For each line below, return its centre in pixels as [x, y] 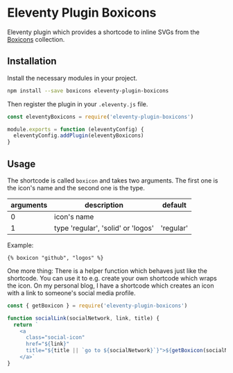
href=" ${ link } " [48, 344]
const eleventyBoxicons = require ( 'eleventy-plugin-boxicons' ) [101, 117]
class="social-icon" [55, 338]
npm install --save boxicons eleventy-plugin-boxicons [88, 91]
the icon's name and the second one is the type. [76, 188]
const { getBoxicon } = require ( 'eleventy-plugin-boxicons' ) [97, 306]
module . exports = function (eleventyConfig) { [76, 129]
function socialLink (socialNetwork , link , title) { [83, 318]
